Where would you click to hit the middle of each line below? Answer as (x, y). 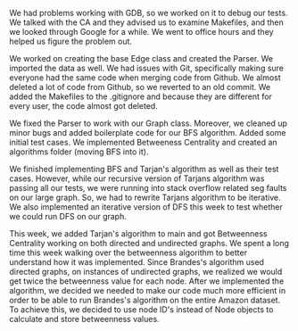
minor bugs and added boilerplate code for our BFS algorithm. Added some (148, 132)
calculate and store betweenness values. (84, 319)
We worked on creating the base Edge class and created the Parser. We (141, 58)
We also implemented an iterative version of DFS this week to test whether (146, 207)
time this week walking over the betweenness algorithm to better (128, 252)
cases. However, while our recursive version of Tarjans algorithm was (137, 178)
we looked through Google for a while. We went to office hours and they (141, 32)
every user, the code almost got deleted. (83, 106)
